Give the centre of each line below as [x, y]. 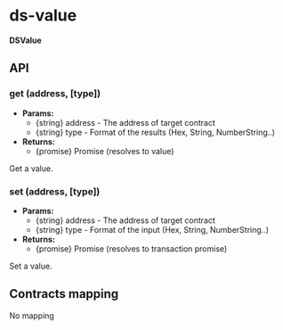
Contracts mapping [64, 294]
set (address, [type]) [55, 191]
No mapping [32, 315]
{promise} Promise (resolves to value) [105, 151]
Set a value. [31, 266]
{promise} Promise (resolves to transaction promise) [131, 248]
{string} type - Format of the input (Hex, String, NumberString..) [152, 229]
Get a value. [31, 168]
